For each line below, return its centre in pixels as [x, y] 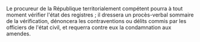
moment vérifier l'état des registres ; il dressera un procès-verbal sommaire [100, 15]
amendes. [19, 34]
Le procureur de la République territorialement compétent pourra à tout [95, 9]
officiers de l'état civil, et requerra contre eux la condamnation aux [89, 27]
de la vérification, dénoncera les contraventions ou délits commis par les [96, 21]
